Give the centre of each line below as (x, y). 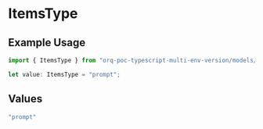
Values (25, 99)
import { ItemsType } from (52, 60)
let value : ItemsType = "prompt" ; (65, 74)
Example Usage (47, 43)
